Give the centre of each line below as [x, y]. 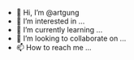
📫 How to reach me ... [54, 47]
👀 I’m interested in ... [50, 21]
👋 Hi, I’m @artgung [48, 13]
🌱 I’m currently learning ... [59, 30]
